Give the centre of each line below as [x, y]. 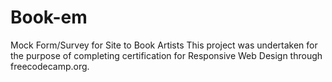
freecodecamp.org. [50, 66]
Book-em [49, 17]
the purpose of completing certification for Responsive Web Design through [166, 55]
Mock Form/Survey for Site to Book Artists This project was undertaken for [164, 45]
